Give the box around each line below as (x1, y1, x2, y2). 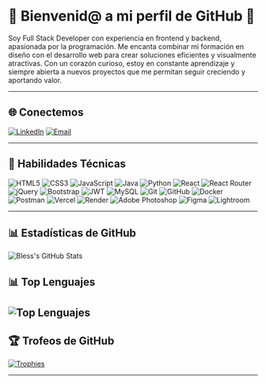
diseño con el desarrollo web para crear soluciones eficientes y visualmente (8, 50, 256, 59)
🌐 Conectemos (8, 106, 84, 120)
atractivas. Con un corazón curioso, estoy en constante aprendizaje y (8, 59, 235, 68)
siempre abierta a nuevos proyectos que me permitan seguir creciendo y (8, 67, 245, 76)
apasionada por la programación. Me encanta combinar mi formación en (8, 41, 244, 51)
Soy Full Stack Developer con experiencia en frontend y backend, (8, 33, 222, 43)
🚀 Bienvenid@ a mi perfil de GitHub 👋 (8, 7, 256, 25)
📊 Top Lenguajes (8, 275, 96, 288)
